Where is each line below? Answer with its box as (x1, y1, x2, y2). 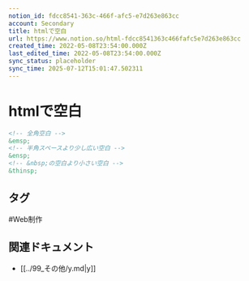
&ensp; (8, 151, 31, 160)
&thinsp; (8, 167, 38, 175)
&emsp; (8, 137, 31, 145)
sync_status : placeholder (8, 57, 96, 66)
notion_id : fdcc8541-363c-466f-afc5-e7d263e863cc (8, 11, 180, 20)
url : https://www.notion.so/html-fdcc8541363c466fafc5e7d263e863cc (8, 34, 242, 43)
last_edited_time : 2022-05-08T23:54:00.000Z (8, 49, 161, 57)
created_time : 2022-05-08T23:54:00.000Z (8, 42, 148, 50)
